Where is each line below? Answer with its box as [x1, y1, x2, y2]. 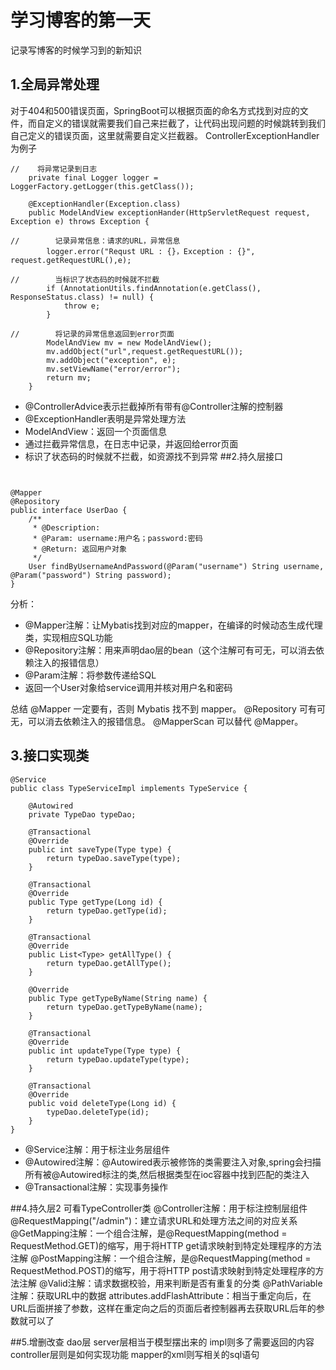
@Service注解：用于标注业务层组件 [24, 1143, 171, 1155]
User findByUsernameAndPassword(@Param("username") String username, [28, 561, 325, 571]
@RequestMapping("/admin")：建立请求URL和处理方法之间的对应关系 [10, 1214, 298, 1226]
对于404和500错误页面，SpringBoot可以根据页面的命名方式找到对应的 [10, 104, 300, 116]
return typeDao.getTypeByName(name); [46, 1002, 203, 1012]
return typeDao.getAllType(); [46, 958, 172, 968]
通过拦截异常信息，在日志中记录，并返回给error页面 [24, 437, 239, 450]
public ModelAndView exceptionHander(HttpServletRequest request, [28, 207, 311, 218]
